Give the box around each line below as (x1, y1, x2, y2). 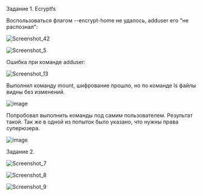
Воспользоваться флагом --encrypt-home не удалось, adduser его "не (6, 17, 189, 24)
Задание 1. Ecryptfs (6, 5, 56, 12)
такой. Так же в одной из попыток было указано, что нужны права (6, 118, 179, 125)
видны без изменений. (6, 88, 65, 96)
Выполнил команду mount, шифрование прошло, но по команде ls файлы (6, 82, 197, 89)
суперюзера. (6, 125, 41, 132)
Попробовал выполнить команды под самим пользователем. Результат (6, 112, 193, 119)
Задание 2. (6, 148, 35, 155)
